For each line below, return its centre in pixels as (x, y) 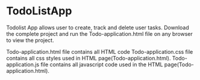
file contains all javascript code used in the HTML (102, 64)
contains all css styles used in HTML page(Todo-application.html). (89, 58)
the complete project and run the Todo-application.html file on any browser (99, 33)
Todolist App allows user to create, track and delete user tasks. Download (98, 27)
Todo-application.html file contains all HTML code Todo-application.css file (100, 51)
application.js (23, 64)
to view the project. (30, 40)
